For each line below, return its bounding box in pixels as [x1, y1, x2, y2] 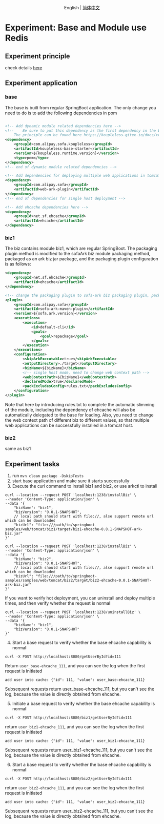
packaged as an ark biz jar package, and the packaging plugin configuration [5, 256, 159, 262]
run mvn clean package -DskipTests [12, 473, 84, 479]
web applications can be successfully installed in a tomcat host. [5, 422, 133, 428]
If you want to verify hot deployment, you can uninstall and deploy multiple [5, 595, 155, 601]
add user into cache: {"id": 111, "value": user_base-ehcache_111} [5, 678, 145, 682]
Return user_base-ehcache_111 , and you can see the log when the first [5, 663, 145, 669]
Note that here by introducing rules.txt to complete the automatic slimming [5, 401, 155, 407]
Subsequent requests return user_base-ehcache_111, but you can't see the [5, 686, 155, 692]
